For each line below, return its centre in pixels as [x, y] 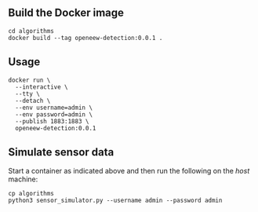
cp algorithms [31, 194]
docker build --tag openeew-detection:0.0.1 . [85, 38]
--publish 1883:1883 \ [52, 121]
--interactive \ [42, 87]
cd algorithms [31, 31]
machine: [23, 179]
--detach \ [33, 101]
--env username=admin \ [54, 108]
